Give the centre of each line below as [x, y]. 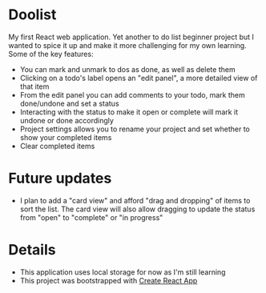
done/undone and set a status [69, 103]
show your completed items [66, 137]
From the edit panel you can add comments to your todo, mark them [133, 94]
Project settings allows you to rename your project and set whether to [135, 129]
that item [34, 86]
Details [32, 250]
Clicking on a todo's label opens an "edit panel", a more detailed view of [139, 78]
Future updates [60, 179]
